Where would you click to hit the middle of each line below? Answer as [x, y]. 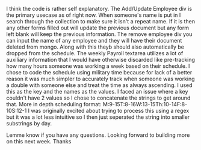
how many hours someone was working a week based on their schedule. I [98, 66]
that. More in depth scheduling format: [54, 104]
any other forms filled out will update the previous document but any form [98, 28]
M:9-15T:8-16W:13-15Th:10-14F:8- [145, 104]
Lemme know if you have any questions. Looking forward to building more [98, 135]
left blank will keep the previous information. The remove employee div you [99, 34]
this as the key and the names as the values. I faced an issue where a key [97, 91]
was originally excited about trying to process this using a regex [110, 111]
